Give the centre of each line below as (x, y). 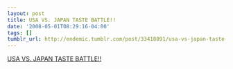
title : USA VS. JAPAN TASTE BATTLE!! (62, 20)
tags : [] (20, 33)
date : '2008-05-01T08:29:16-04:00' (59, 26)
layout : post (26, 13)
